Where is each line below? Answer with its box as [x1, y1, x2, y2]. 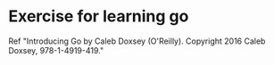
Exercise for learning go [8, 6, 189, 27]
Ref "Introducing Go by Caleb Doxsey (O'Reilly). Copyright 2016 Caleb [8, 36, 266, 46]
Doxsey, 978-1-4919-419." [8, 45, 104, 55]
